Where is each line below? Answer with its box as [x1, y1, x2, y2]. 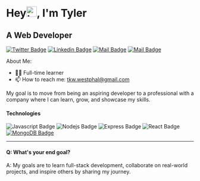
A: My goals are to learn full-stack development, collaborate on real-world [6, 162, 188, 169]
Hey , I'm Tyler [6, 7, 87, 20]
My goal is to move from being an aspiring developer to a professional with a [6, 90, 194, 97]
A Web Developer [6, 30, 73, 40]
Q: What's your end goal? [6, 148, 71, 155]
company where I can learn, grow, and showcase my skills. [6, 96, 151, 103]
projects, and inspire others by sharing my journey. [6, 168, 131, 176]
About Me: [6, 57, 32, 65]
